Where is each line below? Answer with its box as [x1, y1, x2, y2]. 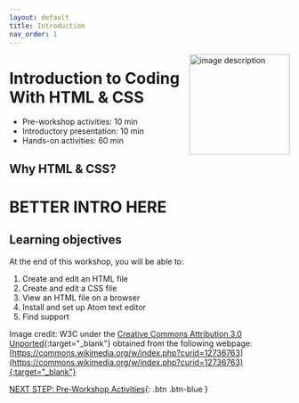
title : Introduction [9, 21, 86, 30]
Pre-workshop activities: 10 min [21, 117, 138, 127]
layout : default [9, 12, 69, 22]
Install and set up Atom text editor [21, 301, 147, 312]
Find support [21, 311, 69, 322]
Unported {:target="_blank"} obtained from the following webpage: [9, 338, 253, 349]
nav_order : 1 [9, 29, 58, 38]
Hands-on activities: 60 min [21, 136, 125, 146]
